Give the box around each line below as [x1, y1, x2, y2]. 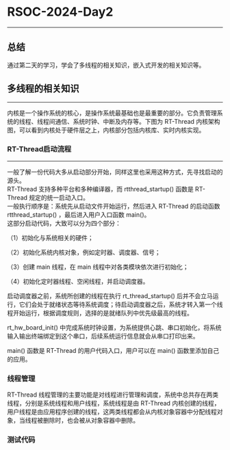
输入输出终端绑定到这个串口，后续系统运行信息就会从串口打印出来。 [7, 332, 199, 340]
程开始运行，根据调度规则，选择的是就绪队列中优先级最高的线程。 [7, 308, 193, 317]
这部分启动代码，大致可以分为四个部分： [7, 219, 121, 227]
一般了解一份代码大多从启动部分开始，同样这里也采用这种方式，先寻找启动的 [7, 168, 223, 176]
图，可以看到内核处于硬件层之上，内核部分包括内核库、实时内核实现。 [7, 126, 205, 134]
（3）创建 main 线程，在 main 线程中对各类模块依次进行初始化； [7, 263, 189, 271]
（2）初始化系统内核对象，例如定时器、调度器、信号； [7, 248, 161, 256]
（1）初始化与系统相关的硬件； [7, 233, 94, 241]
